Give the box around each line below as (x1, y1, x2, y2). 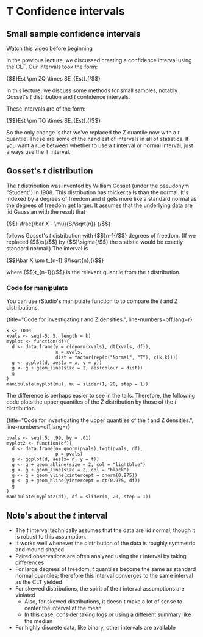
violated (15, 591, 35, 599)
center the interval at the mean (24, 604, 102, 611)
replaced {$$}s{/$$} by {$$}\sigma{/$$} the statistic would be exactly (6, 238, 183, 246)
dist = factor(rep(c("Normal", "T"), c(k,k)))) (55, 354, 179, 361)
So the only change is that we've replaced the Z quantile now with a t (6, 129, 180, 136)
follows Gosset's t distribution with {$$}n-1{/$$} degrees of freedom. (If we (6, 231, 196, 239)
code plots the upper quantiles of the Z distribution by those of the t (6, 398, 177, 406)
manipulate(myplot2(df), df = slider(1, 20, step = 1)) (6, 493, 151, 500)
